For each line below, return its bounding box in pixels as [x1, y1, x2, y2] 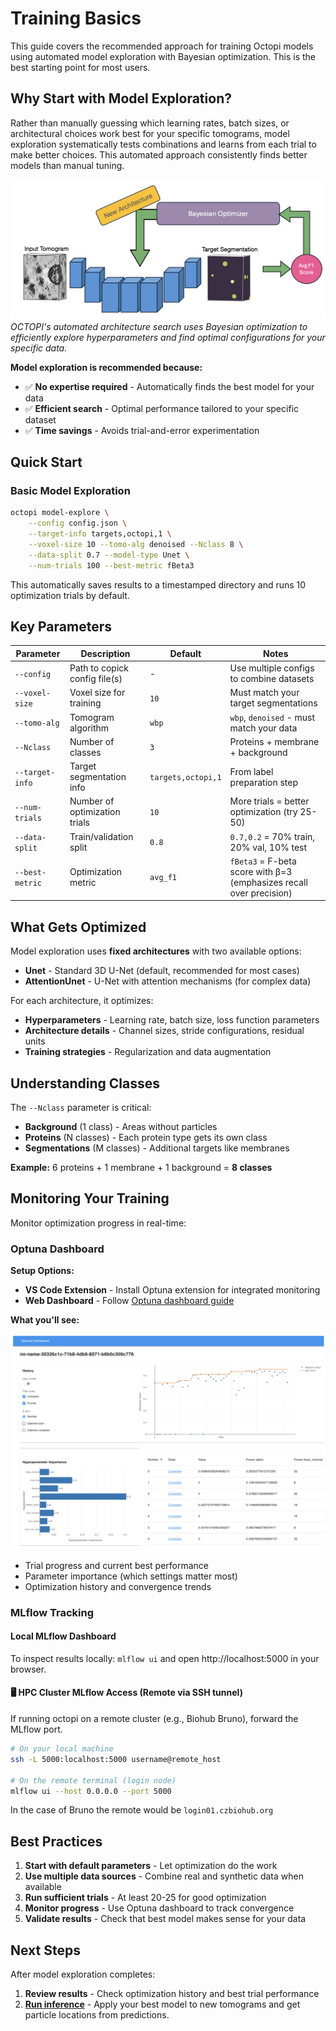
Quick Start [10, 454, 83, 471]
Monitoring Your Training [10, 1190, 170, 1207]
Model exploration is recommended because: [10, 361, 203, 373]
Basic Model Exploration [10, 484, 131, 497]
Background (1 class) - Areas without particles [24, 1121, 218, 1133]
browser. [10, 1663, 47, 1675]
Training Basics [10, 7, 142, 30]
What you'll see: [10, 1314, 80, 1326]
